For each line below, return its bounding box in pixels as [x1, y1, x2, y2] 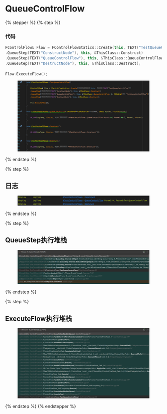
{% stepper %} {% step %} [5, 19, 61, 25]
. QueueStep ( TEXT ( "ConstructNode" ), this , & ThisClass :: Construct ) [5, 50, 144, 55]
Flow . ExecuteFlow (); [5, 71, 48, 76]
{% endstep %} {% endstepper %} [5, 404, 76, 410]
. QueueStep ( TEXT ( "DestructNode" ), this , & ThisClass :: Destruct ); [5, 61, 141, 66]
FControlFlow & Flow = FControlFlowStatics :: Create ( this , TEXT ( [5, 45, 139, 50]
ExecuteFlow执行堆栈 [5, 314, 72, 323]
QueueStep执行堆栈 [5, 236, 67, 244]
